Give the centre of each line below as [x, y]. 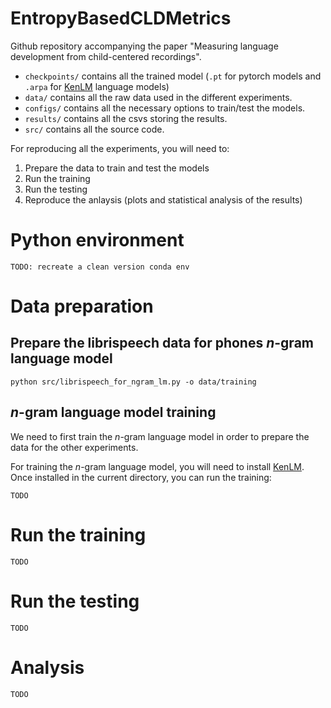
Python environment [97, 240]
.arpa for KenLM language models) [97, 86]
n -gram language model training [113, 412]
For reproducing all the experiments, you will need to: [120, 148]
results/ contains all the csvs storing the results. [126, 118]
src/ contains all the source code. [94, 129]
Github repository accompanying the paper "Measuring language [144, 46]
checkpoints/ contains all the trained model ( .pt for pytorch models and [173, 76]
